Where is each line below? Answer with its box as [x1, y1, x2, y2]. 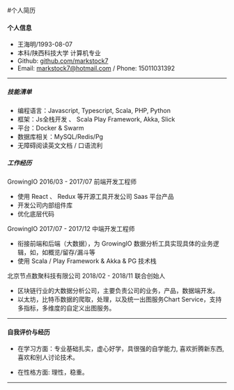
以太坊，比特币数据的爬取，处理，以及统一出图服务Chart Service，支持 [17, 295, 222, 303]
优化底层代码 [17, 210, 54, 218]
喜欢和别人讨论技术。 [17, 353, 79, 361]
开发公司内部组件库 [17, 201, 73, 209]
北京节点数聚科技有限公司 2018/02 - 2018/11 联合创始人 [7, 271, 166, 280]
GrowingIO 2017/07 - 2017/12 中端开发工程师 [7, 225, 135, 233]
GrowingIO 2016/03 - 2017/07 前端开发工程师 [7, 177, 137, 186]
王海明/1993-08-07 [17, 40, 73, 49]
